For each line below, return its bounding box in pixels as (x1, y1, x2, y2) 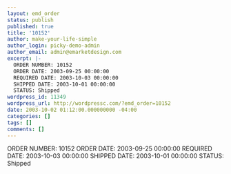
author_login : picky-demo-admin (7, 42, 100, 49)
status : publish (7, 17, 54, 23)
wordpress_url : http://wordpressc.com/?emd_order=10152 (7, 100, 171, 107)
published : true (7, 23, 54, 30)
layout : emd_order (7, 10, 60, 17)
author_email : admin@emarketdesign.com (7, 49, 122, 56)
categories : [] (7, 113, 51, 119)
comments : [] (7, 126, 45, 133)
